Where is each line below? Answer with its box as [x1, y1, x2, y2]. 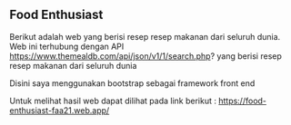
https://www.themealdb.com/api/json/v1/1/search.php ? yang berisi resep [9, 50, 282, 62]
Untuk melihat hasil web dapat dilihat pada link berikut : [9, 95, 216, 106]
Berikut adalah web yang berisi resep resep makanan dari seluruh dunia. [9, 31, 281, 42]
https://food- [217, 95, 266, 106]
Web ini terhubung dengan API [9, 41, 125, 52]
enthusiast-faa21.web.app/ [9, 104, 110, 116]
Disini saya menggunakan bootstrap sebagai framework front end [9, 77, 256, 89]
